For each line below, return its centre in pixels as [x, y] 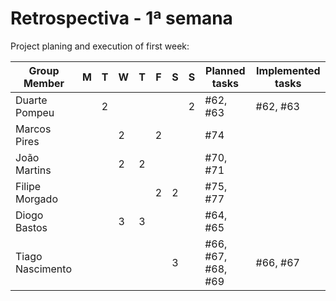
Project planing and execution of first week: [100, 46]
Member [44, 83]
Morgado [36, 199]
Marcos [33, 129]
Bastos [31, 227]
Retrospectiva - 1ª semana [121, 18]
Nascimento [43, 269]
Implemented [288, 70]
